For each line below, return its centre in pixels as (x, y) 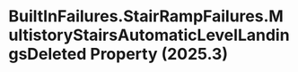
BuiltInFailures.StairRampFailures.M (146, 16)
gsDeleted (48, 54)
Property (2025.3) (159, 54)
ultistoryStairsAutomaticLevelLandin (149, 35)
